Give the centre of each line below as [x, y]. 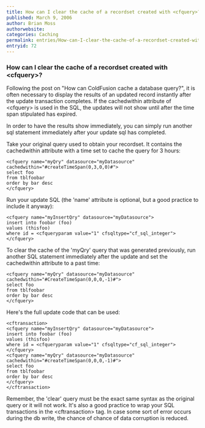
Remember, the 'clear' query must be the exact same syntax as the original [100, 399]
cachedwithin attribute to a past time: [53, 263]
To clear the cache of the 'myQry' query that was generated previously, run [101, 250]
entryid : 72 [21, 46]
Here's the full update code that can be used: [63, 312]
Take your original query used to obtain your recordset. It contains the [94, 144]
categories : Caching [33, 35]
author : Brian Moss [31, 23]
